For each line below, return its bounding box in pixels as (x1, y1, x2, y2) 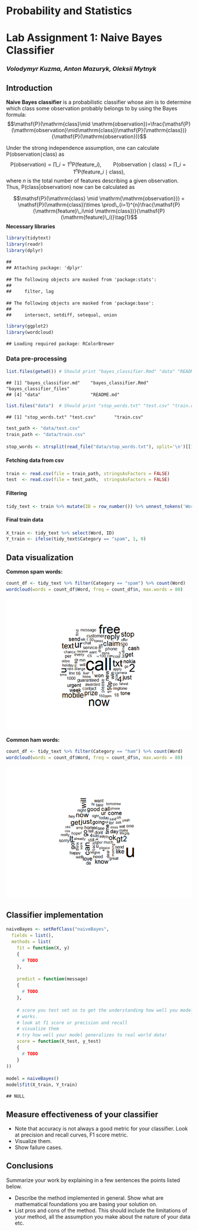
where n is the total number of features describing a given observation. (6, 177, 179, 184)
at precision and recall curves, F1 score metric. (14, 1131, 128, 1138)
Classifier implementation (6, 910, 104, 920)
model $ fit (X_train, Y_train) (6, 1082, 78, 1088)
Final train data (6, 516, 44, 523)
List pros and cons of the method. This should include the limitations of (14, 1207, 187, 1214)
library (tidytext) (6, 235, 51, 241)
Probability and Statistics (6, 4, 133, 18)
